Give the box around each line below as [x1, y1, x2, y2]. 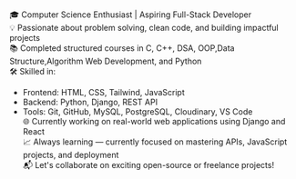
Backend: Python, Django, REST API [22, 96, 158, 107]
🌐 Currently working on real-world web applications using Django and [22, 116, 286, 126]
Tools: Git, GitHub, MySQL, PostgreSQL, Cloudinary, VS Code [22, 106, 253, 117]
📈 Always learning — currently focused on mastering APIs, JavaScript [22, 136, 288, 147]
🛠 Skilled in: [9, 66, 56, 76]
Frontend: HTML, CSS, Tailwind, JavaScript [22, 87, 185, 97]
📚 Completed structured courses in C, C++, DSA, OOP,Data [9, 43, 235, 54]
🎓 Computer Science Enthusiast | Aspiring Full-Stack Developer [9, 9, 252, 20]
